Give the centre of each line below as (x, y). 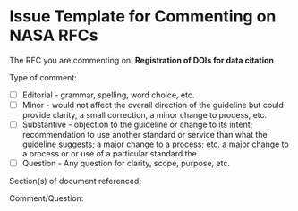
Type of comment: (43, 77)
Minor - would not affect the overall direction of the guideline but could (153, 105)
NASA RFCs (54, 35)
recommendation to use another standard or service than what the (145, 135)
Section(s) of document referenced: (75, 181)
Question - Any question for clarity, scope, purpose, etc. (126, 164)
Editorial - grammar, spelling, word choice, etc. (108, 95)
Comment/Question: (47, 198)
